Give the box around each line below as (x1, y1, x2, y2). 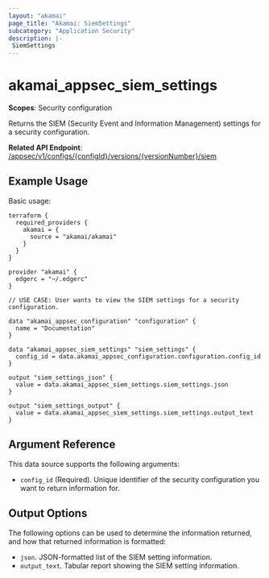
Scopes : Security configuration (8, 103, 113, 113)
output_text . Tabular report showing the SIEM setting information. (19, 560, 240, 570)
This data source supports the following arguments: (8, 459, 180, 469)
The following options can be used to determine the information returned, (8, 528, 252, 538)
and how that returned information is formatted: (8, 536, 167, 546)
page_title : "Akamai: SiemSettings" (8, 19, 131, 27)
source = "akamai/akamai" (29, 233, 117, 241)
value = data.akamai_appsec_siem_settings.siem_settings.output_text (15, 408, 254, 417)
